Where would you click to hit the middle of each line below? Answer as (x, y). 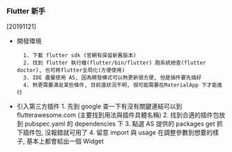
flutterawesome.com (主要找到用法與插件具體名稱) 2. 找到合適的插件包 (118, 115)
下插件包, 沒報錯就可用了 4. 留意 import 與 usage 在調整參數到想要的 (115, 132)
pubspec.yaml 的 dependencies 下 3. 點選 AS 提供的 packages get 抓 (124, 124)
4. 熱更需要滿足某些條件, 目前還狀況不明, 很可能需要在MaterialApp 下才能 (120, 85)
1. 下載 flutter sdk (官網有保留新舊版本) (80, 56)
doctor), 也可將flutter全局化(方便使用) (71, 70)
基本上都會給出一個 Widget (65, 142)
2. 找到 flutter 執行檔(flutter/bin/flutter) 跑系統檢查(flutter (115, 63)
